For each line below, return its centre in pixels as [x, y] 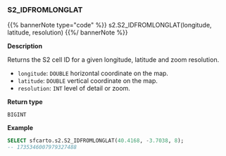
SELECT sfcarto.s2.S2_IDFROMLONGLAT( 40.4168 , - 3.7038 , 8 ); [96, 141]
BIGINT [17, 115]
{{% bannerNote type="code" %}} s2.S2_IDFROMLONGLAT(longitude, [110, 25]
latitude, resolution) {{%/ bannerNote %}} [68, 32]
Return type [25, 102]
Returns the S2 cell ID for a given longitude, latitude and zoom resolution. [113, 60]
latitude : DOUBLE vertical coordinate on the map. [88, 81]
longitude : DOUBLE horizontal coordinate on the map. [93, 73]
